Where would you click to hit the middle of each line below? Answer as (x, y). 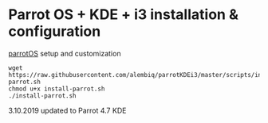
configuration (55, 31)
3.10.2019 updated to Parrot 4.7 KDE (67, 110)
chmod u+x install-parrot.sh (57, 89)
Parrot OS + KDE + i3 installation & (124, 15)
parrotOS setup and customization (65, 53)
